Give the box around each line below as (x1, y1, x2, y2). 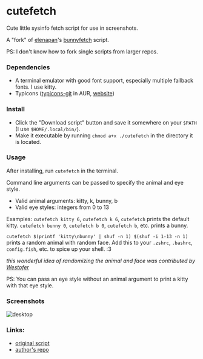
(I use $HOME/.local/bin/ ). (15, 125, 81, 132)
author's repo (15, 346, 50, 354)
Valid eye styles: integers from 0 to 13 (15, 203, 109, 211)
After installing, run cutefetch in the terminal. (6, 167, 118, 174)
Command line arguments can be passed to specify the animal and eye (6, 179, 184, 186)
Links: (6, 326, 25, 335)
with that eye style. (6, 281, 54, 289)
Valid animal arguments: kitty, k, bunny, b (15, 197, 118, 204)
